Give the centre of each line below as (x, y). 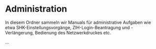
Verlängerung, (20, 33)
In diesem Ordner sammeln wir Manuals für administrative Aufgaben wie (78, 22)
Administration (36, 9)
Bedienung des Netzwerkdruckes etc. (73, 33)
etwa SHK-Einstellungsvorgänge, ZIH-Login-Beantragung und (67, 27)
